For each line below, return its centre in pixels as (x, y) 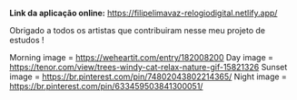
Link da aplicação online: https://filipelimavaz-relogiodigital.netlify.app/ (144, 13)
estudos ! (27, 40)
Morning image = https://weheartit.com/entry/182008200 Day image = (142, 57)
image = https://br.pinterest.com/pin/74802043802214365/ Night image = (148, 77)
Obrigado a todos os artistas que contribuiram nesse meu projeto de (138, 30)
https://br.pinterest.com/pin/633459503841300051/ (106, 86)
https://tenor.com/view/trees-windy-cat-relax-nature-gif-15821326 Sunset (148, 67)
